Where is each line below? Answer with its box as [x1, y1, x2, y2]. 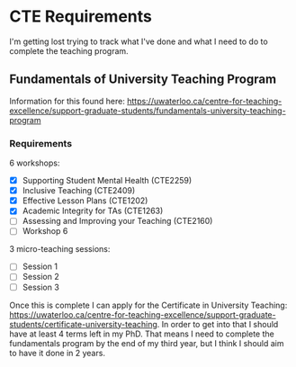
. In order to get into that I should [157, 318, 279, 329]
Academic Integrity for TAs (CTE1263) [22, 205, 164, 217]
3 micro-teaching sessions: [9, 244, 111, 255]
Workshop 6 [22, 226, 68, 237]
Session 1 [22, 261, 58, 272]
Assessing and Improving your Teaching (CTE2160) [22, 216, 213, 227]
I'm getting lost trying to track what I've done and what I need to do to [9, 36, 268, 47]
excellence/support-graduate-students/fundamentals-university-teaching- [9, 105, 286, 116]
